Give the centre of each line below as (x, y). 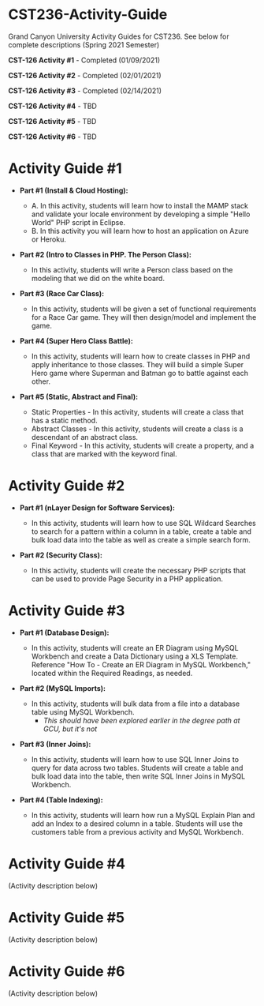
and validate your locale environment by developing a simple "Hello (141, 214)
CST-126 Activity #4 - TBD (52, 106)
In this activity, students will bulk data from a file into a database (136, 704)
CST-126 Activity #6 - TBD (52, 137)
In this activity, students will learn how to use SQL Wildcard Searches (143, 523)
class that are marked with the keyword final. (104, 454)
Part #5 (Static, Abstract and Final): (79, 396)
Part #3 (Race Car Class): (62, 293)
